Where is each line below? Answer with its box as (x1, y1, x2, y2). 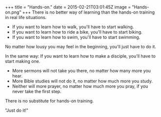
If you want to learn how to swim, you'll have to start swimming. (12, 34, 141, 40)
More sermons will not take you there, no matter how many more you (12, 68, 151, 74)
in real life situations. (5, 15, 47, 20)
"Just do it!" (5, 107, 28, 113)
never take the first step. (12, 89, 62, 94)
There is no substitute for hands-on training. (5, 98, 94, 104)
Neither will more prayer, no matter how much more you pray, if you (12, 83, 148, 89)
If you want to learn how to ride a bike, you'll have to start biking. (12, 29, 142, 35)
